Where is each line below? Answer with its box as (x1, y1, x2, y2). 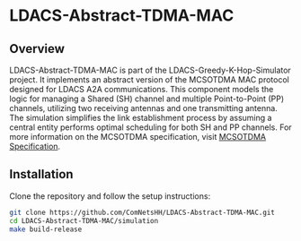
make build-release (9, 225, 83, 234)
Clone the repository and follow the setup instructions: (9, 190, 211, 202)
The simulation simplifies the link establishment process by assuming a (9, 113, 272, 123)
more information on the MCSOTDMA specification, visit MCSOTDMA (9, 132, 267, 142)
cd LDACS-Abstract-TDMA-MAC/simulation (9, 216, 159, 225)
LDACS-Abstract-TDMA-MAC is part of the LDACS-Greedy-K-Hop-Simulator (9, 65, 292, 75)
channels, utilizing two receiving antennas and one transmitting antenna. (9, 103, 279, 113)
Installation (9, 167, 74, 182)
